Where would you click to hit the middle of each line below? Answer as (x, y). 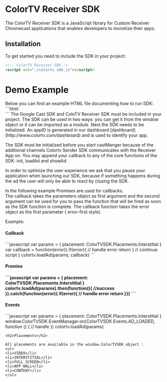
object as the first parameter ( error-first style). (53, 212)
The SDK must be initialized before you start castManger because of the (79, 145)
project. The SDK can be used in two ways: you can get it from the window (82, 119)
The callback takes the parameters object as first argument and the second (83, 196)
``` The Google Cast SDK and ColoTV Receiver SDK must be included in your (83, 114)
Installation (23, 44)
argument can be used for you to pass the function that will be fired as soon (83, 201)
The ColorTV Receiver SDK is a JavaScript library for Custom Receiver (77, 23)
